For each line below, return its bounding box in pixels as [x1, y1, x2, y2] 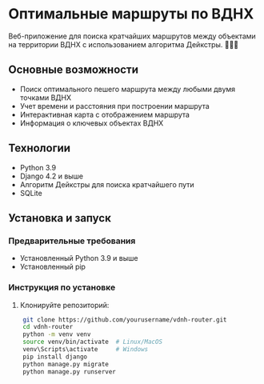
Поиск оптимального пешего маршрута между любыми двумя [19, 84, 236, 94]
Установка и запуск [8, 211, 112, 225]
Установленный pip [19, 262, 86, 272]
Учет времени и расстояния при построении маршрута [19, 101, 210, 110]
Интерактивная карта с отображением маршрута [19, 110, 190, 119]
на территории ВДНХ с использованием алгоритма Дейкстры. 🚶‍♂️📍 [8, 39, 239, 49]
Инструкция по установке [8, 282, 116, 293]
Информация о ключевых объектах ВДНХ [19, 118, 164, 128]
